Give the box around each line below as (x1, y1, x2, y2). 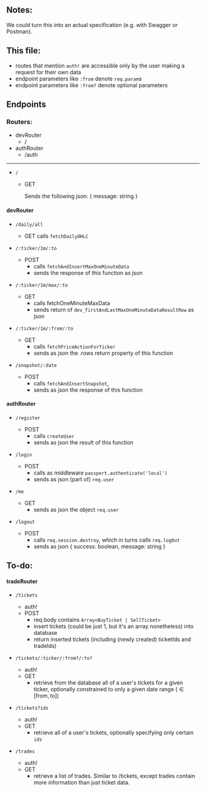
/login (15, 451, 32, 458)
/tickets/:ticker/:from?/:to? (15, 655, 93, 662)
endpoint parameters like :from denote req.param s (15, 75, 142, 82)
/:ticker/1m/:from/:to (15, 325, 74, 332)
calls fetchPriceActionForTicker (33, 343, 116, 350)
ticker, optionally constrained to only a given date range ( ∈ (33, 686, 184, 693)
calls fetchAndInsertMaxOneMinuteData (33, 262, 130, 270)
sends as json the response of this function (33, 386, 143, 394)
